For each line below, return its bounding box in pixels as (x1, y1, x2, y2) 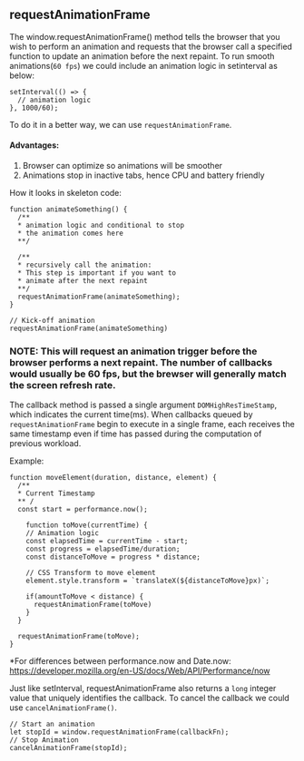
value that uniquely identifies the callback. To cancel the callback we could (9, 693, 290, 704)
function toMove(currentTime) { (25, 521, 148, 530)
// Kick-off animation (9, 317, 95, 326)
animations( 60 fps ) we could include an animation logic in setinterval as (9, 60, 279, 71)
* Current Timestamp (17, 489, 95, 498)
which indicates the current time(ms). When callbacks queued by (9, 409, 253, 420)
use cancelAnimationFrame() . (9, 702, 118, 713)
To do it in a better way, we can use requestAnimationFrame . (9, 119, 232, 130)
